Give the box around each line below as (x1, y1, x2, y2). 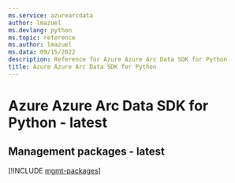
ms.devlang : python (8, 26, 73, 34)
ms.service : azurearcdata (8, 11, 93, 20)
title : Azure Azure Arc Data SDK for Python (8, 63, 157, 71)
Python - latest (8, 114, 108, 131)
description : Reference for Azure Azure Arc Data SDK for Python (8, 56, 227, 64)
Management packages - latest (8, 145, 166, 159)
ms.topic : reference (8, 33, 76, 42)
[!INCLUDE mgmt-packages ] (8, 166, 101, 175)
